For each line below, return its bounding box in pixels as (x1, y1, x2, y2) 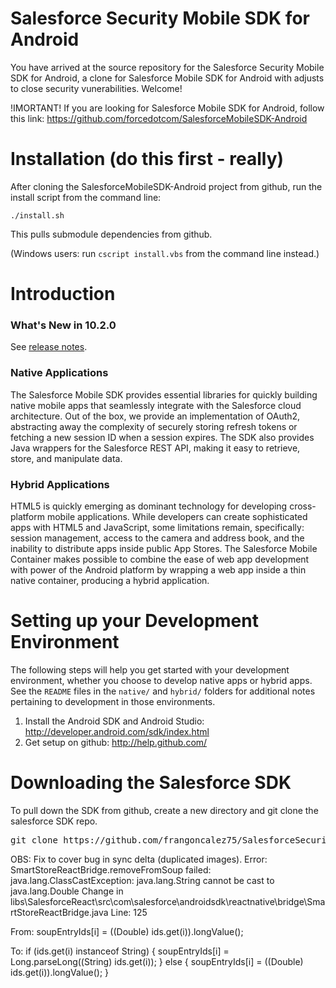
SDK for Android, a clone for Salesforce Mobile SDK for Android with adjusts (10, 72, 325, 84)
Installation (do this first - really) (10, 148, 285, 171)
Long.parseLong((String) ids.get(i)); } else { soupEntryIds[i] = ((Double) (10, 955, 304, 967)
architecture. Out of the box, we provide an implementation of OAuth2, (10, 410, 301, 422)
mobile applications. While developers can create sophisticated (46, 510, 308, 522)
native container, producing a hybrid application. (10, 574, 210, 586)
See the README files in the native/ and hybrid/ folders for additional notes (10, 685, 316, 697)
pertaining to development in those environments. (10, 695, 216, 707)
